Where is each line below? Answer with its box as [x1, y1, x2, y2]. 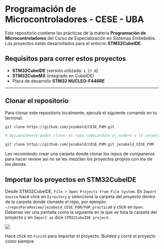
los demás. [5, 161, 27, 167]
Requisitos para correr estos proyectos [5, 55, 126, 63]
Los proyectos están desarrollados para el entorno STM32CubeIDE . [5, 40, 143, 46]
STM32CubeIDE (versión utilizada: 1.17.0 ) [12, 68, 99, 73]
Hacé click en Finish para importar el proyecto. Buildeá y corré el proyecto [5, 233, 156, 239]
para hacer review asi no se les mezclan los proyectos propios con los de [5, 156, 153, 162]
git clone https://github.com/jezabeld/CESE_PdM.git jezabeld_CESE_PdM [5, 142, 154, 147]
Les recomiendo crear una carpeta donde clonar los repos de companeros [5, 151, 155, 157]
